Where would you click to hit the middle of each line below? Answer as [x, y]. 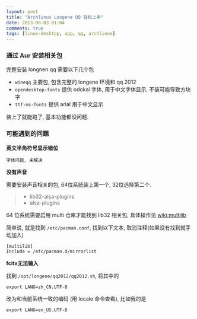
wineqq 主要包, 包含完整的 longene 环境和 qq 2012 [75, 82]
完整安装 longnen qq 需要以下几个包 [50, 69]
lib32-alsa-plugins [52, 196]
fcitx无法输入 [22, 263]
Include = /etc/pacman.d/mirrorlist [51, 251]
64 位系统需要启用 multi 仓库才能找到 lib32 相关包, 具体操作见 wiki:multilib [96, 215]
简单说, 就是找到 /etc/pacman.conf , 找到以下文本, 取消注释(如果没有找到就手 [99, 227]
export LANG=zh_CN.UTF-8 [37, 287]
